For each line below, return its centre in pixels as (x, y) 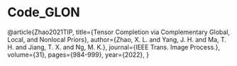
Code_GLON (44, 12)
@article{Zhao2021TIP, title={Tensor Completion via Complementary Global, (119, 32)
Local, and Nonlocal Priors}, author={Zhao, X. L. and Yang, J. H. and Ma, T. (117, 39)
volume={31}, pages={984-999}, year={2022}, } (78, 55)
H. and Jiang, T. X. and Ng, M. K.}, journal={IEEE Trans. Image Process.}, (114, 47)
